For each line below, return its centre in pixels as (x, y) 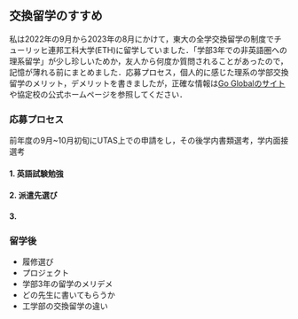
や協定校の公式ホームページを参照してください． (98, 94)
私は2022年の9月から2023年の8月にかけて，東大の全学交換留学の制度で (142, 39)
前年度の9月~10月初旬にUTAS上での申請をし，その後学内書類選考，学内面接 (149, 141)
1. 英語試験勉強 (36, 173)
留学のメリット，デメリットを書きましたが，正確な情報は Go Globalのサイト (147, 83)
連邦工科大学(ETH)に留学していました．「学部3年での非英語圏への (168, 50)
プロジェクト (45, 273)
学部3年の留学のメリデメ (67, 284)
